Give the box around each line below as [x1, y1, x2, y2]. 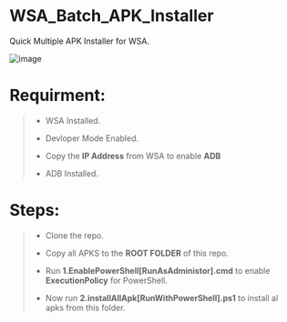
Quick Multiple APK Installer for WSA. [9, 35, 150, 46]
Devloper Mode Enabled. [45, 133, 139, 144]
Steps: [9, 200, 60, 221]
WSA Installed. [45, 115, 101, 126]
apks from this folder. [45, 302, 126, 313]
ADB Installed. [45, 167, 98, 178]
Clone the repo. [45, 229, 105, 241]
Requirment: [9, 86, 107, 106]
